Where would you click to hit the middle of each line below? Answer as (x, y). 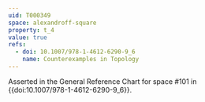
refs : (17, 45)
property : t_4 (32, 30)
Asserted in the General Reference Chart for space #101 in (102, 81)
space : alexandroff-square (52, 23)
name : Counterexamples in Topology (81, 60)
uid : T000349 (30, 15)
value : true (28, 37)
